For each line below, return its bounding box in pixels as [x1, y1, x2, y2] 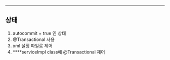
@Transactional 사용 [12, 36, 55, 42]
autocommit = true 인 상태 [12, 30, 66, 36]
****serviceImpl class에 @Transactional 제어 [12, 48, 105, 55]
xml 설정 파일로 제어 [12, 42, 53, 48]
